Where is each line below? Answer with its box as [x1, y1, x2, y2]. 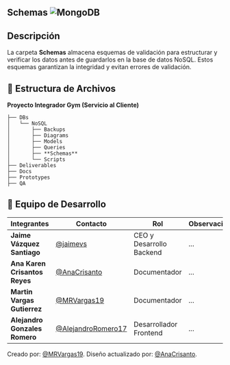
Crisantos [10, 267, 43, 277]
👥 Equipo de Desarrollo [7, 199, 106, 210]
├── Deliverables [7, 162, 57, 169]
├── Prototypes [7, 174, 51, 181]
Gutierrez [10, 304, 42, 314]
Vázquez [10, 239, 40, 249]
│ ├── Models [7, 138, 63, 145]
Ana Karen [10, 258, 46, 268]
